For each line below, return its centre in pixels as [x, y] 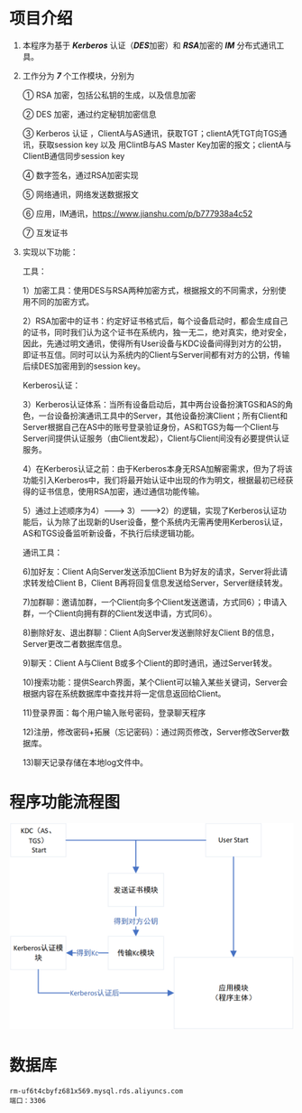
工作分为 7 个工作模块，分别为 [78, 75]
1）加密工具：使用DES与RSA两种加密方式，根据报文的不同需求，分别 [150, 290]
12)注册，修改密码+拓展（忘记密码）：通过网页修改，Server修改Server [152, 732]
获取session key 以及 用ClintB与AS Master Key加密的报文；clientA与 [165, 145]
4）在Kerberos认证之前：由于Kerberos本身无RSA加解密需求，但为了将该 [157, 468]
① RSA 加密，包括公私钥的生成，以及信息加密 [109, 95]
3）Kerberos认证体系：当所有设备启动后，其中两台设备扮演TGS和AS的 [154, 404]
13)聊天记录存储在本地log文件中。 [85, 762]
